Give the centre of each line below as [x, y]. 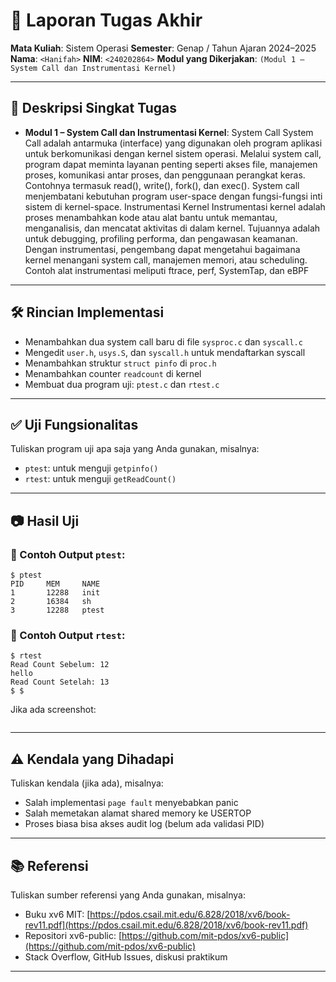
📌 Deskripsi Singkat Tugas [93, 108]
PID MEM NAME [55, 584]
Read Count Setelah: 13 [60, 682]
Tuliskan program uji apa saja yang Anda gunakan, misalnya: [135, 449]
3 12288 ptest [57, 610]
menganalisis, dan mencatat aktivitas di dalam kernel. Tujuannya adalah [172, 228]
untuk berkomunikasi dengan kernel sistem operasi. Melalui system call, [173, 153]
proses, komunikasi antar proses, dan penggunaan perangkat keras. [165, 175]
